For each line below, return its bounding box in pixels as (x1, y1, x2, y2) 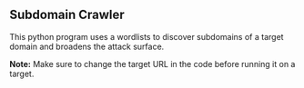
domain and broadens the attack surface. (9, 41, 165, 52)
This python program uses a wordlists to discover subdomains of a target (9, 31, 284, 42)
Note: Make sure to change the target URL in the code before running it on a (9, 58, 296, 69)
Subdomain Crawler (9, 7, 125, 23)
